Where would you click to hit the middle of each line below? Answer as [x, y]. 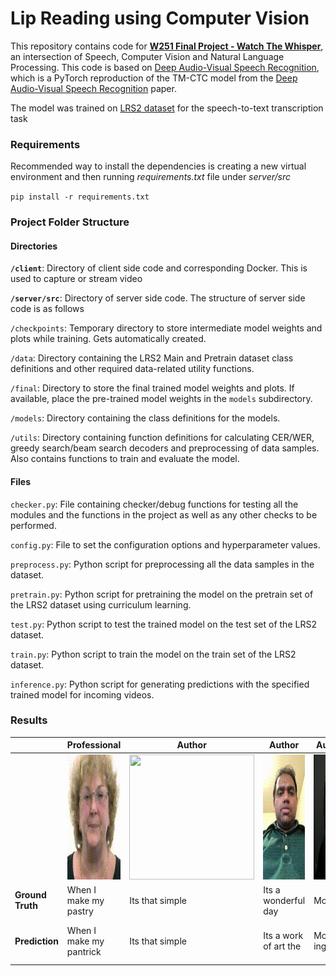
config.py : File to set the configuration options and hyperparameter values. [165, 544]
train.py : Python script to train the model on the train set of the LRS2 [153, 654]
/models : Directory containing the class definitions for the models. [145, 418]
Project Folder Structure [70, 222]
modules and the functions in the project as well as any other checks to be [164, 514]
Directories [34, 246]
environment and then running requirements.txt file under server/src [150, 177]
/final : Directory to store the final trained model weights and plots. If [152, 388]
